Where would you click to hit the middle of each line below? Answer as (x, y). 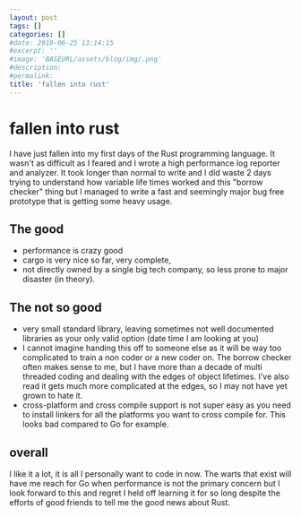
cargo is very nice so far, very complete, (97, 260)
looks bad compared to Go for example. (95, 424)
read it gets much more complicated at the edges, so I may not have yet (155, 386)
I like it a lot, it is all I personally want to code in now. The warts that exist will (150, 474)
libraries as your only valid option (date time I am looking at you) (141, 339)
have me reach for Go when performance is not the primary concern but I (145, 483)
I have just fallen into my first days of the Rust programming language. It (142, 153)
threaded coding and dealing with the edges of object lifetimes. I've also (155, 376)
